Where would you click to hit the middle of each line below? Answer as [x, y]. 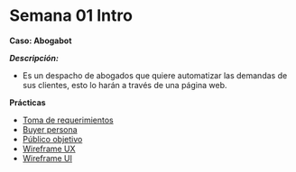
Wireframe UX [49, 149]
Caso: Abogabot [41, 41]
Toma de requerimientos [68, 120]
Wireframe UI [47, 158]
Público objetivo [52, 139]
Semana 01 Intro [71, 16]
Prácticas [28, 102]
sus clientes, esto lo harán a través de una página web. [125, 85]
